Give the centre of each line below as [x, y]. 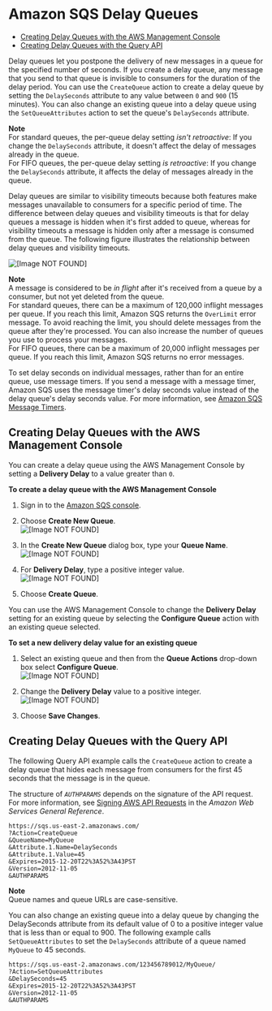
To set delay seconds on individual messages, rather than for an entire [126, 372]
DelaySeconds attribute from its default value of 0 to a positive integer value [136, 923]
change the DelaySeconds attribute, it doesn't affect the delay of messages [132, 145]
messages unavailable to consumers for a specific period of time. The [125, 205]
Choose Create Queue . [59, 594]
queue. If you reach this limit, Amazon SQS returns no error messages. [127, 356]
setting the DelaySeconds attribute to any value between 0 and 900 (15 [123, 95]
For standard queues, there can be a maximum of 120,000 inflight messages [136, 305]
